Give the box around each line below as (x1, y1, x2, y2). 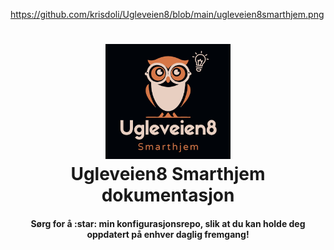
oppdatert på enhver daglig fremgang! (86, 228, 250, 240)
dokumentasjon (101, 184, 235, 207)
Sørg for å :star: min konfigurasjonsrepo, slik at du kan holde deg (30, 217, 306, 229)
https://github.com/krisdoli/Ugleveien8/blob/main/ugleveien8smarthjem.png (10, 9, 325, 20)
